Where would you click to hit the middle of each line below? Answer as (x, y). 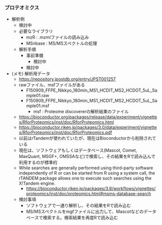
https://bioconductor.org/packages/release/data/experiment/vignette (88, 117)
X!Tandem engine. (37, 183)
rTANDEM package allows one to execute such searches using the (85, 178)
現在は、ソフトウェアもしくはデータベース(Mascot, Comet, (78, 150)
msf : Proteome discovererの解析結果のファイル (81, 112)
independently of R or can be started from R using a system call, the (87, 173)
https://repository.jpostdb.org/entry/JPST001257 (67, 79)
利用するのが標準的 (38, 162)
